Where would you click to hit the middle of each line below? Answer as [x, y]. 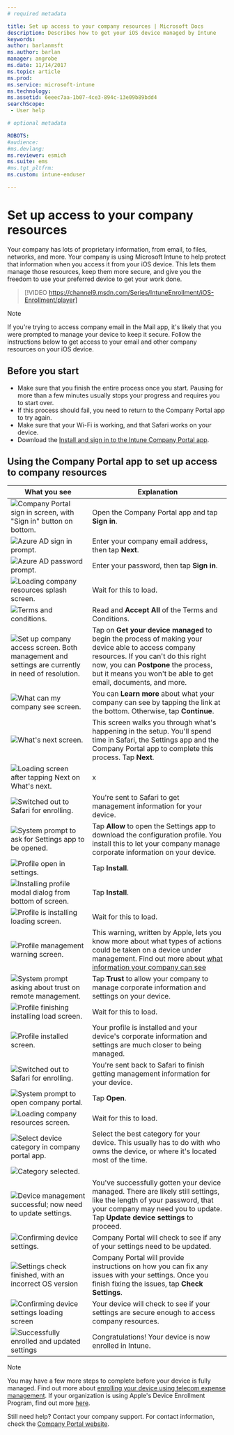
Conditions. [111, 619]
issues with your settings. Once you [150, 1275]
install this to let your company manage [156, 844]
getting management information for [151, 1074]
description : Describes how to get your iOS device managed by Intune [112, 33]
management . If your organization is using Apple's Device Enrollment [106, 1396]
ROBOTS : [18, 136]
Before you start [43, 371]
